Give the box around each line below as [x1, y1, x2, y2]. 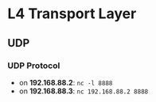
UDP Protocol [7, 60, 60, 71]
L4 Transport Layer [7, 5, 137, 23]
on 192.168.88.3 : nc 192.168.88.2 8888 [18, 86, 149, 96]
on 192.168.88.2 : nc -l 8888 [18, 77, 113, 87]
